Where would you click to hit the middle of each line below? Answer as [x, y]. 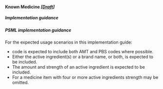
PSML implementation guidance [38, 30]
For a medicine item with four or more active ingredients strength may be [85, 77]
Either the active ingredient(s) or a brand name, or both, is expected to [82, 57]
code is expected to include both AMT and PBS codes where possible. [83, 51]
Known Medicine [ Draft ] [30, 7]
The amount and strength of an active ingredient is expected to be [78, 67]
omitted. [20, 82]
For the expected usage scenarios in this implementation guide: [69, 42]
